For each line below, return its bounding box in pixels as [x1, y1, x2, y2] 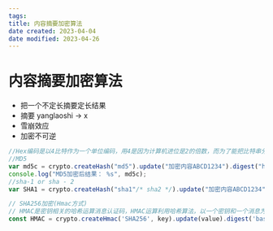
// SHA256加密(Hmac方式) [8, 200, 88, 208]
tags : [8, 11, 27, 20]
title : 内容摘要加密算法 [8, 20, 83, 28]
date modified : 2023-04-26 [8, 34, 100, 43]
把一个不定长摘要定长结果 [19, 101, 106, 111]
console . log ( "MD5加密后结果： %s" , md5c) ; [8, 170, 147, 178]
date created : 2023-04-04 [8, 27, 96, 35]
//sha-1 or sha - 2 [8, 177, 75, 185]
